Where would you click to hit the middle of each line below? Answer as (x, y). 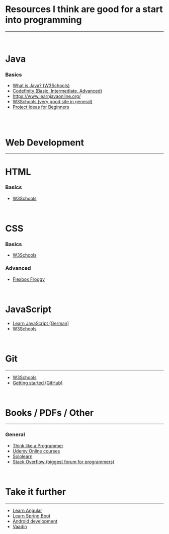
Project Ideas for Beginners (41, 107)
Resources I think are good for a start (84, 9)
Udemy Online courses (36, 451)
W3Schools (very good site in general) (52, 102)
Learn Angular (27, 510)
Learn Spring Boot (31, 516)
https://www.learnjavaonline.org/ (47, 96)
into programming (44, 20)
